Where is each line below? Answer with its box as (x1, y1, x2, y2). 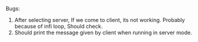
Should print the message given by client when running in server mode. (14, 29, 193, 36)
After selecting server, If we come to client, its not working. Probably (14, 17, 185, 23)
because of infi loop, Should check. (14, 23, 103, 30)
